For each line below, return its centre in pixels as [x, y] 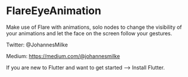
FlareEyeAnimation [54, 11]
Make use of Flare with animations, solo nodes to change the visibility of [94, 27]
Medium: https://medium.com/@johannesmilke [63, 56]
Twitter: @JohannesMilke [37, 45]
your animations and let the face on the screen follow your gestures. [89, 33]
